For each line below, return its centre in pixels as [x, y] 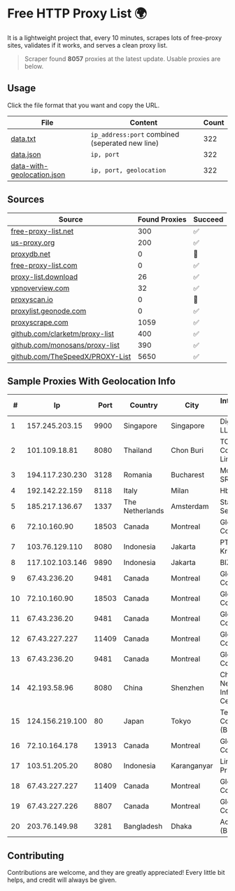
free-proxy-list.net [42, 231]
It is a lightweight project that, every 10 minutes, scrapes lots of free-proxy [115, 38]
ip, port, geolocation [128, 170]
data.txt [23, 139]
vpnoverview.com [40, 288]
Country [144, 405]
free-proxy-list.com [44, 265]
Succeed [208, 219]
